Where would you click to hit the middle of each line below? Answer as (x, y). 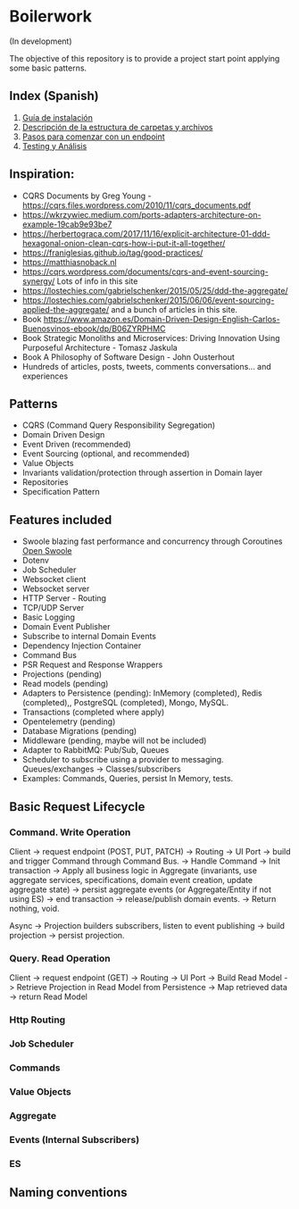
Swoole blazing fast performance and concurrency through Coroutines (152, 541)
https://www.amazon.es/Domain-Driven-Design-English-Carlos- (162, 319)
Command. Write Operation (70, 832)
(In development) (41, 41)
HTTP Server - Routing (64, 598)
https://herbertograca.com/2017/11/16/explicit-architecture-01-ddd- (146, 233)
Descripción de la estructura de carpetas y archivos (117, 127)
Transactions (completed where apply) (93, 713)
